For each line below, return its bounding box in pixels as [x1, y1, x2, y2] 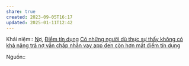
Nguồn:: [6, 54, 26, 61]
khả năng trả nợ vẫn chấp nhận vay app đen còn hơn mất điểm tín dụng [6, 42, 181, 49]
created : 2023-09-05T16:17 [6, 14, 73, 20]
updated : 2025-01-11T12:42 [6, 19, 73, 25]
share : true [6, 8, 36, 15]
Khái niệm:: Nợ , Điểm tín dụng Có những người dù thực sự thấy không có [6, 36, 184, 43]
